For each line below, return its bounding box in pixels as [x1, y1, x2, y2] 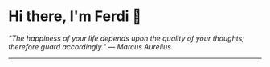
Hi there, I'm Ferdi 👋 [8, 7, 142, 26]
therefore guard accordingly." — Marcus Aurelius [8, 41, 171, 51]
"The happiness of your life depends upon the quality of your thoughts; [8, 33, 245, 43]
